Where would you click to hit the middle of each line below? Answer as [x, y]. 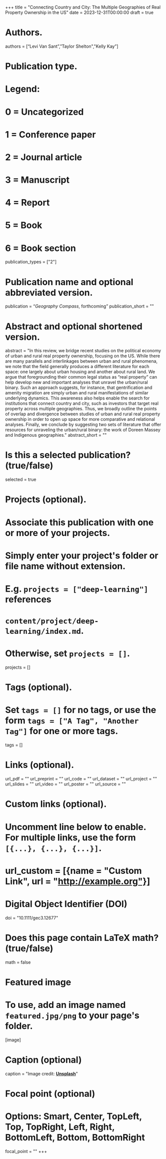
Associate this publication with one [80, 522]
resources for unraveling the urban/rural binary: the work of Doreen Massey [83, 430]
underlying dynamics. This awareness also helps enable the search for [78, 398]
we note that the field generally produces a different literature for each [77, 367]
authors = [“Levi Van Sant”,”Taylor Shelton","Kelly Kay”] [62, 46]
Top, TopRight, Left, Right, [60, 1127]
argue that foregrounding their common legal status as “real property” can [81, 377]
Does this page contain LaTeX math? [82, 938]
